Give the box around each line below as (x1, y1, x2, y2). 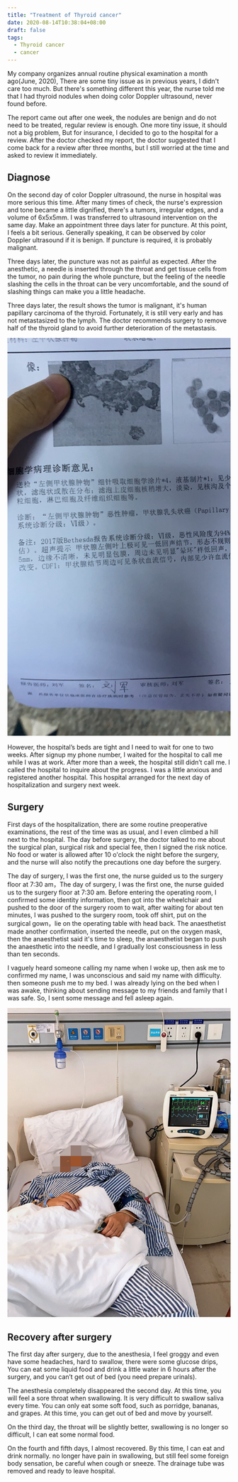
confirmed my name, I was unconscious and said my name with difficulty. (7, 970, 222, 980)
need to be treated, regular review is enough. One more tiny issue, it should (7, 121, 227, 129)
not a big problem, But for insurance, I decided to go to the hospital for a (7, 129, 218, 136)
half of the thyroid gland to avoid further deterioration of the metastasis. (7, 323, 217, 332)
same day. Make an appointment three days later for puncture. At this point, (7, 220, 228, 229)
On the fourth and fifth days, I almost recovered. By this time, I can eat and (7, 1444, 225, 1452)
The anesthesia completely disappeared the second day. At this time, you (7, 1386, 222, 1395)
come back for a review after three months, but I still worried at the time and (7, 144, 229, 152)
